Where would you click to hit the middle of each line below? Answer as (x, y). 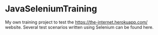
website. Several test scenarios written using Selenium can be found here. (79, 27)
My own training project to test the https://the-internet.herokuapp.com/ (76, 22)
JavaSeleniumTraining (51, 9)
